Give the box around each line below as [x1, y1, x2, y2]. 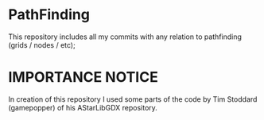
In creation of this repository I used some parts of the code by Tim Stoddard [8, 94, 258, 104]
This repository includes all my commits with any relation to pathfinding [8, 32, 243, 41]
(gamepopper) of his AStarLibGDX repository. [8, 103, 157, 112]
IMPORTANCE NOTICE [8, 68, 159, 87]
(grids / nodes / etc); [8, 40, 76, 49]
